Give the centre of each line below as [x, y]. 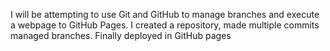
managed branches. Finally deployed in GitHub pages [121, 35]
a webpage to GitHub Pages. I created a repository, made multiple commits [165, 25]
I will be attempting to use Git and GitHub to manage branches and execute [165, 14]
